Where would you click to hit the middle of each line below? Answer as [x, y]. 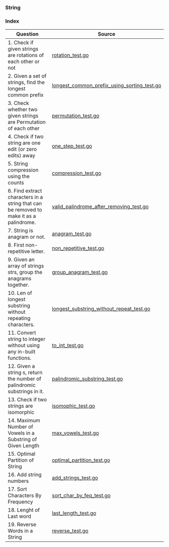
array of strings [26, 266]
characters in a [25, 197]
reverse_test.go [70, 531]
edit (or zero [22, 149]
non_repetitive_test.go [78, 248]
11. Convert [22, 333]
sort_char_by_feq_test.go [81, 496]
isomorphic [21, 412]
